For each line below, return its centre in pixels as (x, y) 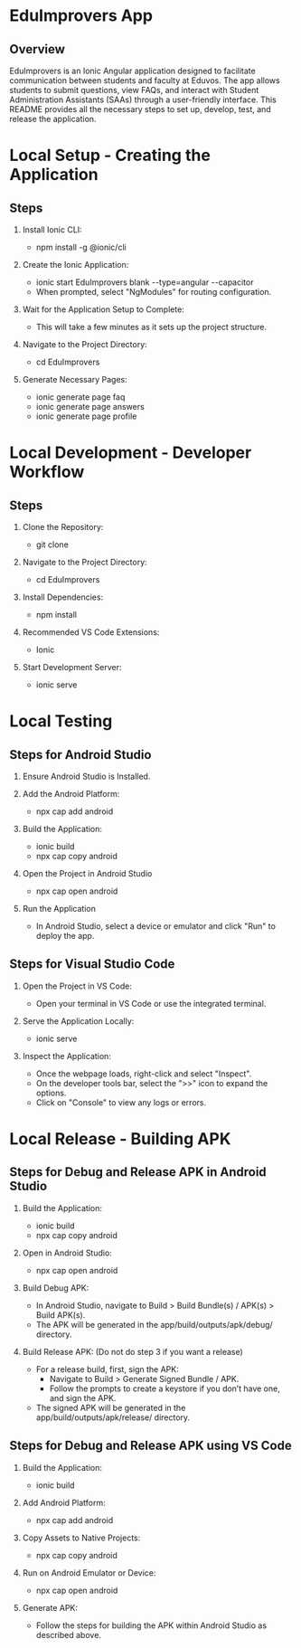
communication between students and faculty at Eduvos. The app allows (145, 81)
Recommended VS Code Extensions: (91, 632)
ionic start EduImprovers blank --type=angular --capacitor (145, 282)
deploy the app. (65, 936)
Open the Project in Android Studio (87, 873)
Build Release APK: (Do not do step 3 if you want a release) (133, 1351)
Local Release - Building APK (120, 1139)
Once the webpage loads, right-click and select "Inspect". (144, 1074)
